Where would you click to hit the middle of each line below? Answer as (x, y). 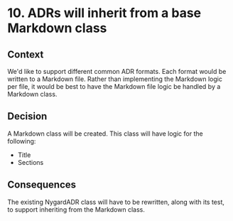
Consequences (42, 185)
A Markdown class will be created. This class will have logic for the (105, 134)
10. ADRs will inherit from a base (104, 13)
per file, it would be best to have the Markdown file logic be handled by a (114, 86)
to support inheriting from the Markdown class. (76, 209)
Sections (31, 162)
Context (26, 54)
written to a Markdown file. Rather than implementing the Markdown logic (115, 79)
